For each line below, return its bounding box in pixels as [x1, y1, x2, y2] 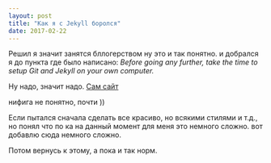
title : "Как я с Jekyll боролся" [8, 19, 121, 27]
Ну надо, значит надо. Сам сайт [8, 81, 119, 91]
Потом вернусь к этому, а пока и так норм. [8, 146, 158, 156]
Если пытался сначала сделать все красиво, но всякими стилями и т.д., [8, 113, 258, 123]
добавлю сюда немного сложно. [8, 130, 121, 140]
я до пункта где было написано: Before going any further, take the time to [8, 57, 258, 67]
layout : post [8, 11, 53, 20]
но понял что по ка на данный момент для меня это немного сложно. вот [8, 122, 263, 132]
